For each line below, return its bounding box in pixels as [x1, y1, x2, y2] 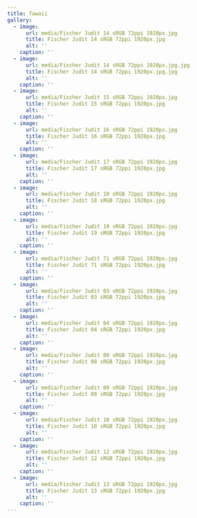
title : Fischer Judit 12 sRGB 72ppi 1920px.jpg [25, 455, 166, 462]
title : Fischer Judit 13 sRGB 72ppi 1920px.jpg [25, 487, 166, 494]
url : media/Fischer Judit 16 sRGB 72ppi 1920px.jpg [25, 126, 178, 133]
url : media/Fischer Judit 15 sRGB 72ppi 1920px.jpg [25, 94, 178, 101]
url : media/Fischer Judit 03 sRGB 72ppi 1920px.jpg [25, 287, 178, 295]
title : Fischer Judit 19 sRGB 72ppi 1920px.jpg [25, 230, 166, 236]
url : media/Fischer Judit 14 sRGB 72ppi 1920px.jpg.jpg [25, 62, 190, 69]
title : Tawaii [7, 10, 48, 17]
